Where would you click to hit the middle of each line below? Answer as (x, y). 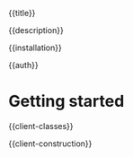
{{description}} (36, 30)
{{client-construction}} (50, 144)
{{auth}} (23, 65)
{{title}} (22, 13)
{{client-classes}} (41, 126)
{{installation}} (35, 48)
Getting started (66, 101)
